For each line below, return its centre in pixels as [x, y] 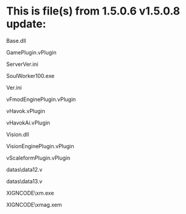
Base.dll [16, 41]
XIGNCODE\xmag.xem [34, 204]
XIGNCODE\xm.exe [30, 193]
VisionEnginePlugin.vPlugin [40, 146]
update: [26, 24]
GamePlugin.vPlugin [31, 52]
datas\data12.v [24, 169]
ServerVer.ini [22, 64]
